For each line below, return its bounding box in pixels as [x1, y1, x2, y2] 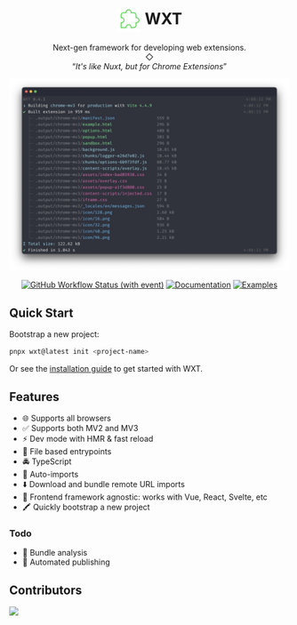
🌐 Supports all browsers [21, 413, 111, 423]
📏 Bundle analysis [21, 548, 88, 558]
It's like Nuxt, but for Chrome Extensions [75, 60, 224, 71]
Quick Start [9, 305, 74, 320]
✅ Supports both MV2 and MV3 [21, 422, 139, 433]
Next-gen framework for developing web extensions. [52, 42, 246, 52]
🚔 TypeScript [21, 456, 72, 467]
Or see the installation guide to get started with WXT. [9, 364, 203, 374]
